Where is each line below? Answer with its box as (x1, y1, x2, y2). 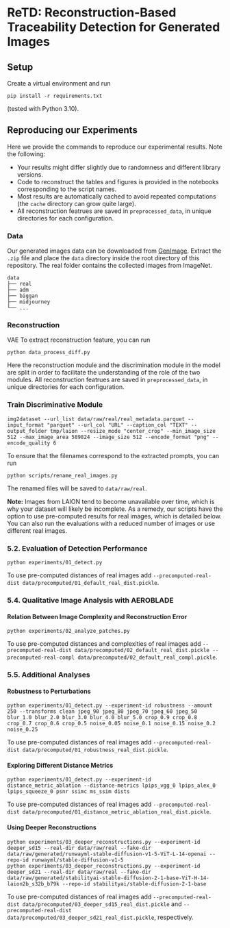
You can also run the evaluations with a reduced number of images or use (7, 519, 216, 527)
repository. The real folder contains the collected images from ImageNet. (7, 262, 212, 270)
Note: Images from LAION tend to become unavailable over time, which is (7, 497, 215, 505)
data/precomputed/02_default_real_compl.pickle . (77, 653, 218, 662)
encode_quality (7, 440, 51, 447)
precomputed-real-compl (7, 654, 75, 662)
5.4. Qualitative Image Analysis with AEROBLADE (7, 595, 174, 605)
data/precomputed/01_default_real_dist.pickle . (22, 579, 159, 586)
